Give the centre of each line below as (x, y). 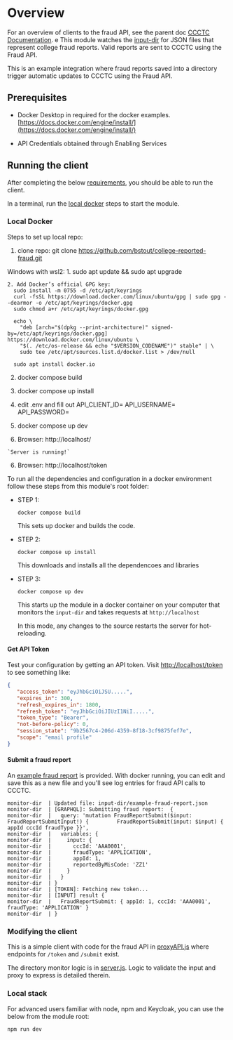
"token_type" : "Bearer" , (53, 718)
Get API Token (28, 649)
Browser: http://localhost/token (62, 465)
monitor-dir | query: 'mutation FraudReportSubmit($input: (100, 816)
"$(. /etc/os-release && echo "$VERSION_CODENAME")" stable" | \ (117, 345)
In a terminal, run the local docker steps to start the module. (93, 203)
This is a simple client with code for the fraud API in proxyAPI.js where (108, 947)
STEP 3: (29, 579)
